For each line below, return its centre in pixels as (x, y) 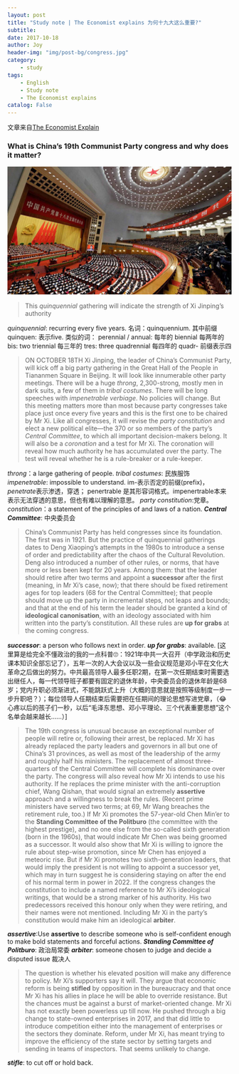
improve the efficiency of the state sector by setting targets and (118, 1041)
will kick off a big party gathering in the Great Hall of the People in (121, 368)
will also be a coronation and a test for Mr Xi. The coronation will (119, 443)
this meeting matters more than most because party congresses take (126, 406)
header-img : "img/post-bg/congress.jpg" (68, 53)
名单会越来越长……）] (37, 716)
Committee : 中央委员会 (42, 517)
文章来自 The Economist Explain (53, 128)
